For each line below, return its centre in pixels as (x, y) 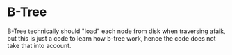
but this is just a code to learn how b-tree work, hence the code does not (112, 38)
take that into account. (39, 45)
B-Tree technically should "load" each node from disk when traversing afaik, (116, 31)
